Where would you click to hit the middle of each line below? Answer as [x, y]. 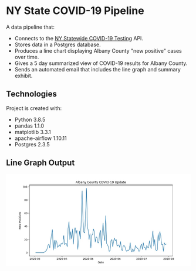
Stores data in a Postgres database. [58, 44]
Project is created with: [34, 108]
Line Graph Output [40, 163]
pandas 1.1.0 [29, 126]
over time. [27, 57]
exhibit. [23, 76]
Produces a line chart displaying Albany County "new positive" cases [98, 50]
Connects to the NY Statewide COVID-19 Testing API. [79, 38]
